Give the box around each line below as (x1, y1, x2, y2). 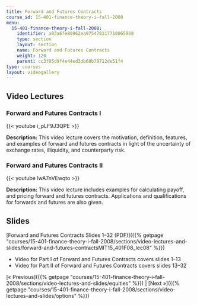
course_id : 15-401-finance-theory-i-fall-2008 (6, 14, 123, 20)
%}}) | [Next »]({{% (132, 280, 180, 287)
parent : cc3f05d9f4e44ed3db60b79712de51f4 (17, 58, 123, 64)
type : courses (6, 63, 42, 70)
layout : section (17, 42, 58, 48)
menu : (6, 20, 20, 25)
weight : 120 (17, 53, 46, 59)
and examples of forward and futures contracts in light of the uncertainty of (6, 140, 191, 147)
